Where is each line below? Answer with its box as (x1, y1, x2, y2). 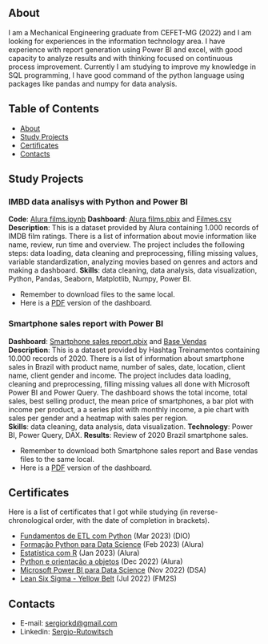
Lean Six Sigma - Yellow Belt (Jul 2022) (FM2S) (19, 573, 178, 584)
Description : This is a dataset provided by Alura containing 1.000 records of (8, 223, 259, 233)
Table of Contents (8, 102, 100, 115)
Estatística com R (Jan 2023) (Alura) (19, 549, 140, 558)
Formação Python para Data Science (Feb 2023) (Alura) (19, 540, 205, 549)
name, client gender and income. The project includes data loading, (8, 371, 231, 380)
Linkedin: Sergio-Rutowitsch (19, 627, 114, 637)
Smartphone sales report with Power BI (8, 318, 164, 330)
